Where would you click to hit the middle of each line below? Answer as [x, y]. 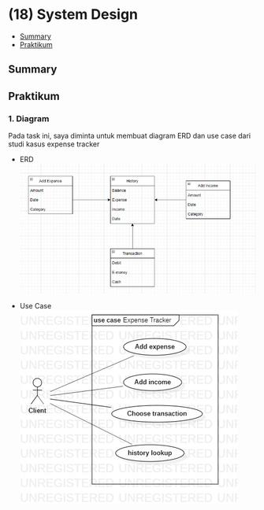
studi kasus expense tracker [54, 144]
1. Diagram [29, 118]
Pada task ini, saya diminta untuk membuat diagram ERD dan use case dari [129, 136]
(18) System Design [73, 15]
